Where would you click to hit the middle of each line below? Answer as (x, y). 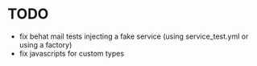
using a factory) (46, 44)
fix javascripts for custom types (72, 53)
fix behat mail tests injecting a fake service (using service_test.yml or (134, 36)
